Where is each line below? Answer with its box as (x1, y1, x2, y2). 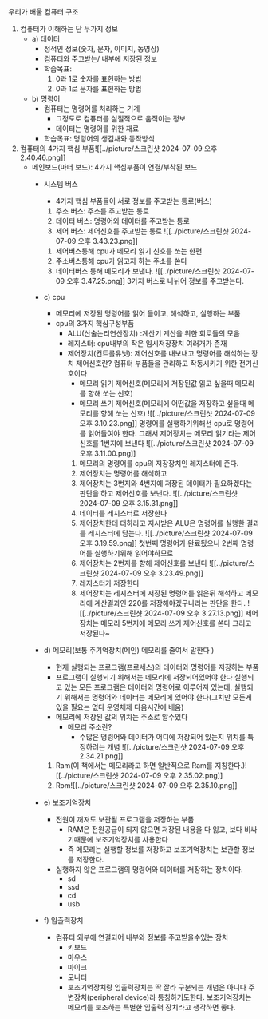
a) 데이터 (31, 34, 61, 43)
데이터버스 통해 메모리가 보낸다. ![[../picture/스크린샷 (55, 266, 221, 276)
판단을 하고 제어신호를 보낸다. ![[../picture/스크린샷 (79, 488, 238, 498)
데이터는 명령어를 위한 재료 (55, 124, 140, 133)
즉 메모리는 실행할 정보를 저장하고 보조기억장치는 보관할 (67, 845, 241, 854)
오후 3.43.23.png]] (77, 237, 138, 245)
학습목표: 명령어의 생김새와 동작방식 (43, 134, 156, 143)
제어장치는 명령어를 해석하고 (79, 468, 167, 478)
